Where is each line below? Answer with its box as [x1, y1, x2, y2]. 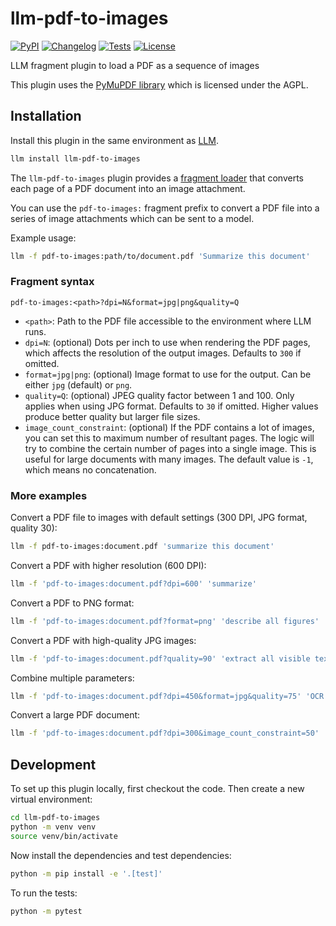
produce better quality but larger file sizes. [24, 410, 201, 422]
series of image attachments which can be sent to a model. [10, 212, 255, 224]
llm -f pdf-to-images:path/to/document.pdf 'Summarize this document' [10, 251, 311, 261]
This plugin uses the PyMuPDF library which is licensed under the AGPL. [10, 78, 309, 91]
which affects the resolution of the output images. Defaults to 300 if [24, 347, 302, 359]
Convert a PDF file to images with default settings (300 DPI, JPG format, [10, 512, 308, 524]
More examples [10, 488, 88, 502]
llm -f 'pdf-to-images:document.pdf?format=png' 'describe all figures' [10, 616, 320, 626]
